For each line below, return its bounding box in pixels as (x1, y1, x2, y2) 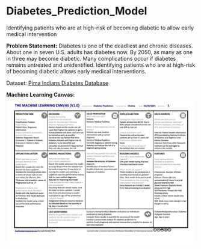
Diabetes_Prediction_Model (6, 4, 147, 18)
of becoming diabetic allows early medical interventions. (6, 67, 146, 75)
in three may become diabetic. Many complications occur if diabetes (6, 55, 176, 62)
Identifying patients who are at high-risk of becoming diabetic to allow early (6, 24, 194, 31)
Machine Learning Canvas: (6, 91, 75, 98)
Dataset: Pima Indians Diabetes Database (6, 79, 109, 87)
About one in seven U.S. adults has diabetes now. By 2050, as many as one (6, 48, 193, 55)
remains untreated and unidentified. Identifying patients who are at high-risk (6, 61, 196, 69)
